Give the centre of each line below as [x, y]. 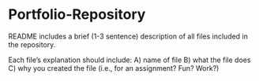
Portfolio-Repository [77, 15]
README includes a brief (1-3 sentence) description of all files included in [128, 36]
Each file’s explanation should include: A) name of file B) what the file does [129, 60]
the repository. [32, 44]
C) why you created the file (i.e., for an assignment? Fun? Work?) [114, 68]
